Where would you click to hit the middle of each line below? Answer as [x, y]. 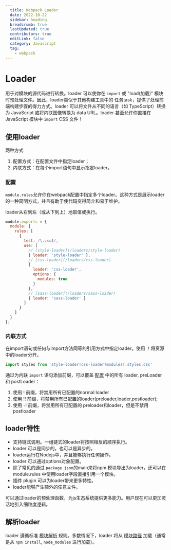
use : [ [31, 245]
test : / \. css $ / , [41, 241]
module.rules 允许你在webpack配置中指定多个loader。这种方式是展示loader [85, 194]
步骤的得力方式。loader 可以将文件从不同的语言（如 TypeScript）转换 [92, 107]
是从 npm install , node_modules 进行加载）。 [51, 542]
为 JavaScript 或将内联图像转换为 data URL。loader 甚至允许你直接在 [78, 113]
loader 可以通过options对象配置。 [48, 461]
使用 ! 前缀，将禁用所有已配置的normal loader [61, 392]
